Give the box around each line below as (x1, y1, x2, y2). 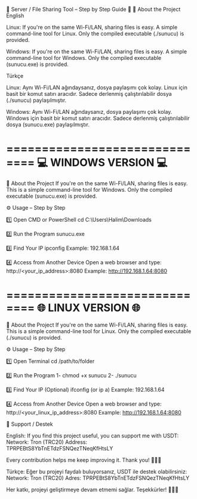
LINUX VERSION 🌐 (47, 301, 140, 314)
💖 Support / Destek (6, 420, 53, 428)
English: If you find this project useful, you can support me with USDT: (6, 432, 179, 439)
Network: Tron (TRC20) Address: (6, 438, 88, 446)
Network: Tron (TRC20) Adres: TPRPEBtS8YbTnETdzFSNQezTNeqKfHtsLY (6, 474, 190, 482)
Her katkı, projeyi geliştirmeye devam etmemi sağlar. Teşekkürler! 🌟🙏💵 (6, 486, 179, 493)
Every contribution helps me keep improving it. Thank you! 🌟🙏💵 (6, 456, 162, 464)
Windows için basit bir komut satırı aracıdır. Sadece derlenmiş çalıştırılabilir (6, 114, 190, 122)
